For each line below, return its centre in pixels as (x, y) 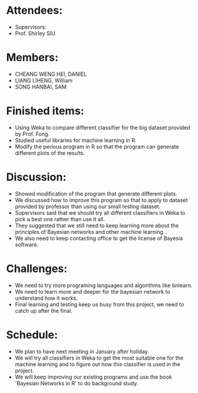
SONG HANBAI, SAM (41, 87)
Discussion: (36, 177)
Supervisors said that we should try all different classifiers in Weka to (100, 212)
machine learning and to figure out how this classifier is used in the (98, 364)
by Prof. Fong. (32, 134)
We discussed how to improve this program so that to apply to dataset (101, 200)
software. (27, 244)
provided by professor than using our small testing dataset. (88, 206)
